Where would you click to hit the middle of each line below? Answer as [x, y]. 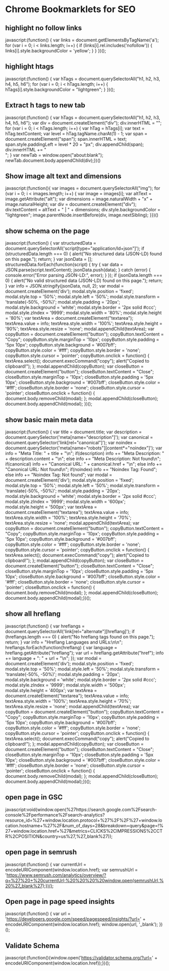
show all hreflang [33, 614]
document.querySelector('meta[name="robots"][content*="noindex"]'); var [84, 448]
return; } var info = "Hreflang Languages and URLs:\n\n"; [64, 642]
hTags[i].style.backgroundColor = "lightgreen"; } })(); [60, 89]
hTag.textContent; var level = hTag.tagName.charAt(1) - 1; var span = [76, 133]
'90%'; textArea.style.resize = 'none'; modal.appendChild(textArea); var [80, 329]
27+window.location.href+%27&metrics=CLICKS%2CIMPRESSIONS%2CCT [84, 831]
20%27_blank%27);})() [29, 886]
